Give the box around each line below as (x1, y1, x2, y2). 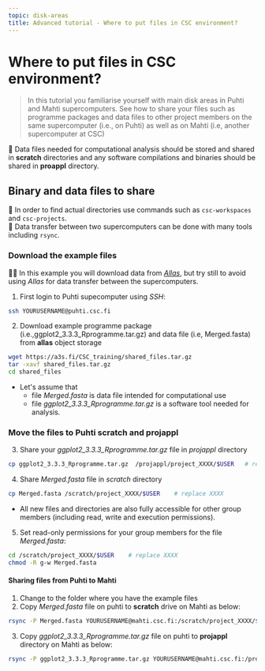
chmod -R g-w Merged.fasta (8, 558, 97, 567)
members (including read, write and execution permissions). (19, 512, 215, 522)
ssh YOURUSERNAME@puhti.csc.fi (8, 307, 111, 315)
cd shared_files (8, 368, 62, 376)
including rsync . (8, 231, 60, 240)
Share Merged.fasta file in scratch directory (19, 474, 162, 484)
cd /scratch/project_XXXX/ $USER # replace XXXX (8, 552, 178, 560)
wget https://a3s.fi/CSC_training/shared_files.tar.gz (8, 353, 192, 362)
